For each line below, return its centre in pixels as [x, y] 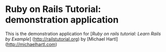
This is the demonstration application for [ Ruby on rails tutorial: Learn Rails [83, 33]
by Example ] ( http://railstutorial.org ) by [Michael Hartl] [62, 39]
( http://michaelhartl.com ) [31, 44]
